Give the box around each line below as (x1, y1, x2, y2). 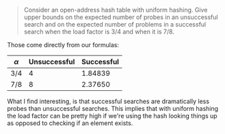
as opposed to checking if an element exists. (7, 119, 133, 127)
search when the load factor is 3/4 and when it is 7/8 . (23, 27, 174, 36)
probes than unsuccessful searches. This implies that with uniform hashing (7, 105, 219, 112)
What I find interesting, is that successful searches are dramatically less (7, 97, 210, 105)
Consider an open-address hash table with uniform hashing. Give (23, 6, 208, 14)
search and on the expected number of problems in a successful (23, 21, 207, 28)
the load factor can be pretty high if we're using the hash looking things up (7, 112, 217, 120)
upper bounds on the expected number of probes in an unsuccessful (23, 13, 218, 21)
